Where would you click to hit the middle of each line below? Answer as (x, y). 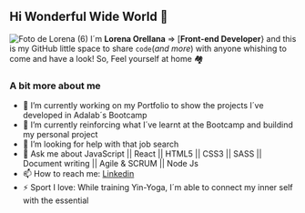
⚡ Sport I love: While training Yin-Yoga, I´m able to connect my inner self (158, 188)
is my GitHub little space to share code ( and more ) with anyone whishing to (148, 48)
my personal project (60, 135)
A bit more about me (56, 86)
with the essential (56, 200)
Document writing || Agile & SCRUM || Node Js (110, 164)
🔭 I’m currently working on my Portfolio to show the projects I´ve (143, 106)
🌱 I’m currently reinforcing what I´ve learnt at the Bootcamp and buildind (158, 125)
